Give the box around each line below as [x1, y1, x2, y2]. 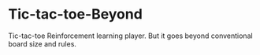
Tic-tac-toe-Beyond [8, 5, 143, 23]
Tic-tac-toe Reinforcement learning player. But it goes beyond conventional [8, 31, 254, 40]
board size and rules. [8, 39, 77, 48]
